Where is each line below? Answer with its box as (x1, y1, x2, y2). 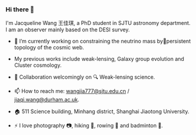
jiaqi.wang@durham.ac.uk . (14, 96, 79, 103)
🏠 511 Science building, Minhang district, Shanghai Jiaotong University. (14, 108, 189, 115)
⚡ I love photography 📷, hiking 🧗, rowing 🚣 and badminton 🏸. (14, 122, 163, 129)
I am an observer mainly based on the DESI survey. (5, 26, 130, 33)
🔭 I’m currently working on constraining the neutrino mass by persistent (14, 38, 191, 45)
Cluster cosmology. (14, 62, 62, 69)
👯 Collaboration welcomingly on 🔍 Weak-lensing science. (14, 73, 155, 81)
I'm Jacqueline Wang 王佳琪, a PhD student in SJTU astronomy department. (5, 20, 191, 27)
